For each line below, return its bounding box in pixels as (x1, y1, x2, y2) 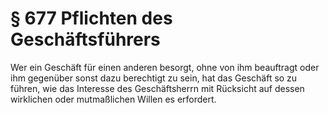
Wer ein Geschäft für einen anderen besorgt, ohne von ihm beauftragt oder (10, 61, 320, 73)
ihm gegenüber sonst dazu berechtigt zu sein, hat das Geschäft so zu (10, 72, 298, 84)
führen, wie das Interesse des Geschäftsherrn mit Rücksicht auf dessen (10, 82, 305, 94)
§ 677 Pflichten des (10, 7, 173, 30)
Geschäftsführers (10, 28, 161, 51)
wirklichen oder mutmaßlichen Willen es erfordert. (10, 93, 217, 105)
